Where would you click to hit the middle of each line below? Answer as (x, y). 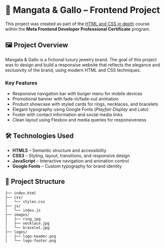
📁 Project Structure (35, 182)
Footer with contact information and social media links (67, 115)
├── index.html (21, 193)
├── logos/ (16, 232)
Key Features (21, 83)
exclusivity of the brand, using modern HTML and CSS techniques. (73, 70)
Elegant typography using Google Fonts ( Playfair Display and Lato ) (81, 109)
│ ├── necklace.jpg (27, 223)
